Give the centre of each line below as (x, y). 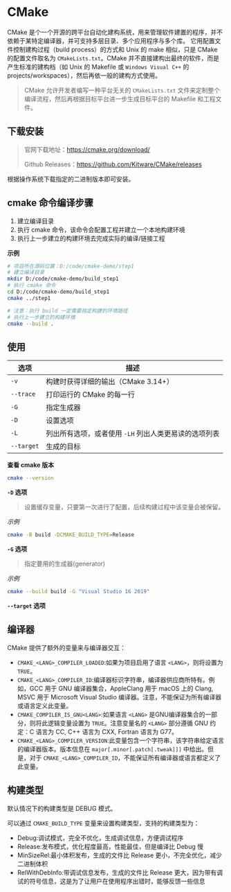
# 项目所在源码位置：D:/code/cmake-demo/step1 (71, 266)
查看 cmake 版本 (30, 465)
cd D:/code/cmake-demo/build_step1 (58, 292)
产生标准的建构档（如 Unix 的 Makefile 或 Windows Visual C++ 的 (98, 67)
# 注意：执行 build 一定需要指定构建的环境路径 (67, 311)
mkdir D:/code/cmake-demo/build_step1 (63, 279)
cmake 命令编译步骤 (50, 203)
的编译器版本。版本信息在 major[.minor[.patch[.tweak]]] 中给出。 (112, 749)
